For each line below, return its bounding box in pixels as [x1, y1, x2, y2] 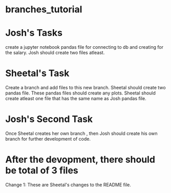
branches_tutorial [5, 4, 82, 15]
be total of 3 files [5, 165, 78, 177]
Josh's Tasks [5, 27, 63, 39]
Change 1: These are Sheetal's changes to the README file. [5, 181, 132, 188]
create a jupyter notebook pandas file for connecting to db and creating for [5, 44, 164, 50]
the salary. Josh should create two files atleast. [5, 50, 105, 56]
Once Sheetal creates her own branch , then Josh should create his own [5, 130, 158, 137]
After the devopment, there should [5, 154, 155, 165]
